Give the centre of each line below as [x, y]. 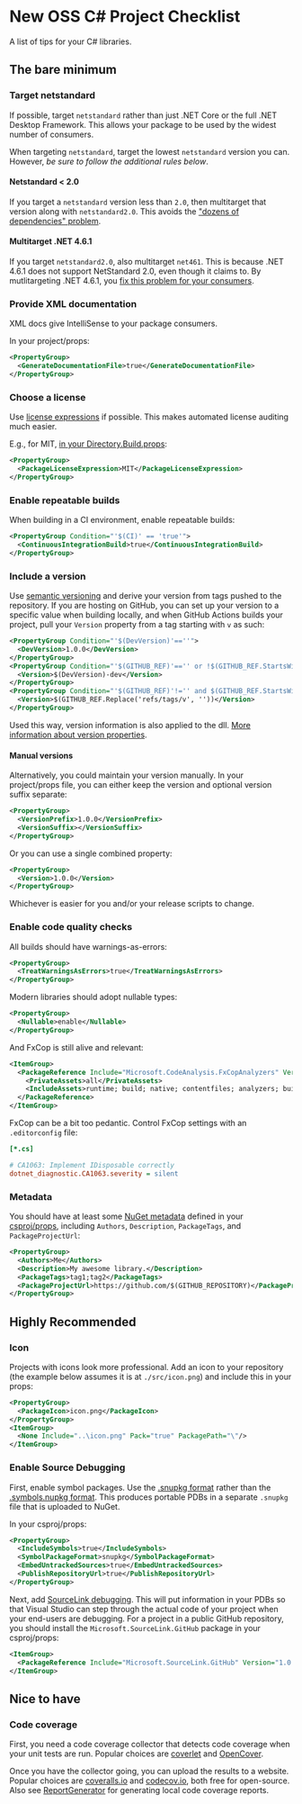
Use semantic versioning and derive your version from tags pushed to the [146, 596]
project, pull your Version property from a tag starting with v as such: [137, 625]
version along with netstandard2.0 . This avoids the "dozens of [124, 211]
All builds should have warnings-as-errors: [89, 946]
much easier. [33, 427]
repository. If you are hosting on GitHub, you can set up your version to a [144, 606]
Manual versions [41, 755]
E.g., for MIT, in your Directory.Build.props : [89, 444]
